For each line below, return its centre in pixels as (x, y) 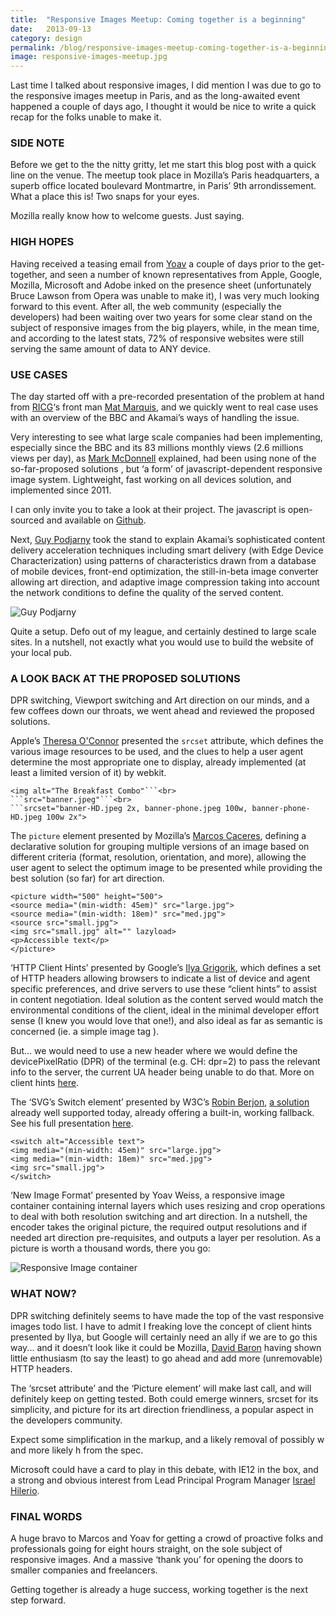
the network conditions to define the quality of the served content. (147, 593)
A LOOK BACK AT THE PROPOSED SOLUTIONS (125, 678)
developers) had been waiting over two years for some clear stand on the (161, 317)
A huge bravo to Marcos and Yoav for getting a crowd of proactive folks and (166, 1538)
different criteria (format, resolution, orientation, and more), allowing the (158, 857)
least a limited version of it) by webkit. (88, 773)
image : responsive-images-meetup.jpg (89, 57)
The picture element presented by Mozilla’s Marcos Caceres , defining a (158, 836)
